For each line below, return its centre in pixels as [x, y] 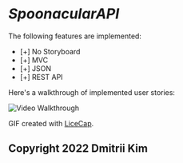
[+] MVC [34, 60]
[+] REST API [41, 77]
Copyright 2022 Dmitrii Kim [78, 149]
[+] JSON [36, 68]
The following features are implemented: [75, 36]
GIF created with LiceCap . [51, 123]
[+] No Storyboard [50, 51]
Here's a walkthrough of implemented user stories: [92, 92]
